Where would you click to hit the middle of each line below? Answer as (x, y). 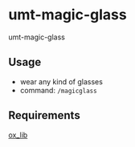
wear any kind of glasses (61, 81)
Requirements (44, 115)
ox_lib (18, 135)
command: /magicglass (59, 90)
